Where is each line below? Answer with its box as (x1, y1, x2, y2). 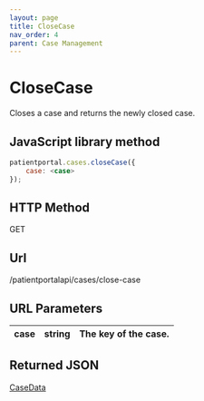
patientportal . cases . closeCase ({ (9, 158, 136, 167)
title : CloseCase (9, 22, 75, 31)
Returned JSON (9, 357, 100, 373)
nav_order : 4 (9, 30, 59, 39)
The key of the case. (79, 328, 170, 340)
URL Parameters (9, 300, 102, 316)
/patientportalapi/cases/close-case (9, 274, 141, 286)
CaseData (9, 382, 47, 393)
